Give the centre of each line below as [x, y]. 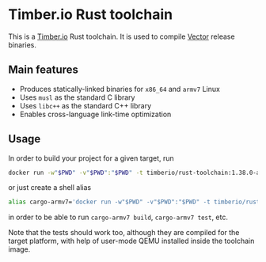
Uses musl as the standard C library [77, 97]
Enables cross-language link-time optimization [95, 114]
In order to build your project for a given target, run [91, 158]
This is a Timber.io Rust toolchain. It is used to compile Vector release [122, 36]
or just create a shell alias [50, 188]
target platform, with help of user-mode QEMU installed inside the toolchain [131, 241]
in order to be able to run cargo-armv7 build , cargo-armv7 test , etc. [118, 217]
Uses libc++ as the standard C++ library [85, 105]
